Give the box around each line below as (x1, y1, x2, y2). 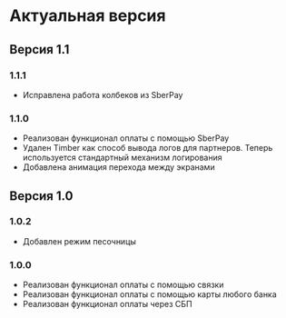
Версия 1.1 (9, 42, 70, 57)
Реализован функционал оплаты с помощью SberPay (22, 133, 230, 144)
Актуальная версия (9, 5, 166, 26)
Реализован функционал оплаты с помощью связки (22, 279, 224, 291)
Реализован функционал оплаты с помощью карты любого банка (22, 289, 277, 300)
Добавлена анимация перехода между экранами (22, 162, 215, 173)
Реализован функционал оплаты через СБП (22, 299, 192, 310)
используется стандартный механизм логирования (22, 152, 222, 164)
